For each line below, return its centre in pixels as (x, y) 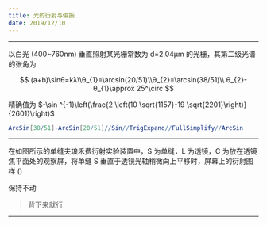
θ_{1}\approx (114, 88)
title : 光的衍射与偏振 (42, 15)
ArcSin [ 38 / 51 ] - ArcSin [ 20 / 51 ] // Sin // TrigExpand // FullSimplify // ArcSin (126, 128)
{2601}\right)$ (32, 113)
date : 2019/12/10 (37, 23)
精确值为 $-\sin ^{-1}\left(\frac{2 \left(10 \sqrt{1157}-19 (97, 105)
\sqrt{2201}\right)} (217, 105)
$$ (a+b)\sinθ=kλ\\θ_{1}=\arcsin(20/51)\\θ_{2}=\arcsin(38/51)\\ (122, 79)
